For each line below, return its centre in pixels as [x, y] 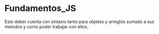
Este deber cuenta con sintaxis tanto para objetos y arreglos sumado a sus [79, 22]
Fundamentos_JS [40, 8]
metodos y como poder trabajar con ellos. [46, 26]
